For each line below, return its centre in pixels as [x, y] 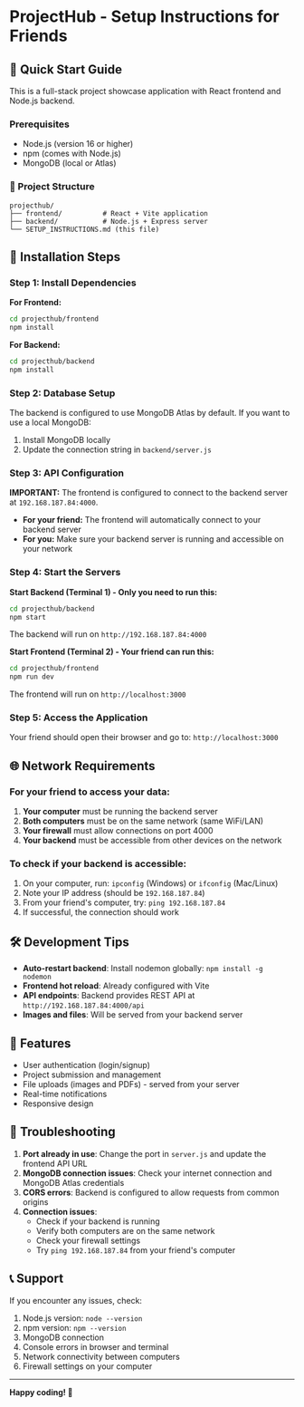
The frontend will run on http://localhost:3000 [98, 694]
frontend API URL [55, 1163]
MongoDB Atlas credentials [73, 1182]
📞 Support [37, 1279]
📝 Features [40, 1043]
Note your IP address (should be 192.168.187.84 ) [114, 893]
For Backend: [35, 345]
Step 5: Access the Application [79, 718]
